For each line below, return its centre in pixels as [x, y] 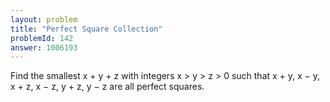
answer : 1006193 [44, 47]
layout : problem [44, 19]
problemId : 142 [42, 38]
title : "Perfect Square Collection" [86, 29]
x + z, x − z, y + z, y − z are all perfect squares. [107, 87]
